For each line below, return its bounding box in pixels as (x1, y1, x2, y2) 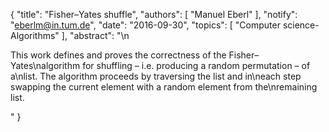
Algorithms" (10, 30, 60, 41)
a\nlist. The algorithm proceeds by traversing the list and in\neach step (10, 70, 302, 82)
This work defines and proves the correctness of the (10, 49, 227, 61)
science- (282, 19, 320, 31)
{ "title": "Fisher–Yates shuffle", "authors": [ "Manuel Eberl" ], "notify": (10, 9, 298, 20)
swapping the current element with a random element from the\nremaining (10, 81, 318, 93)
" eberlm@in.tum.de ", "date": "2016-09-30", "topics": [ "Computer (10, 19, 281, 31)
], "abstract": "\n (61, 30, 130, 41)
